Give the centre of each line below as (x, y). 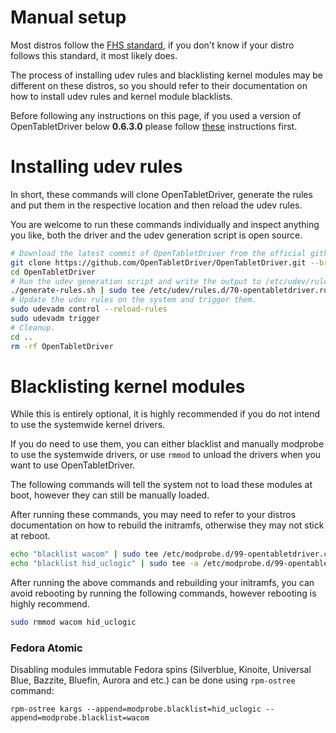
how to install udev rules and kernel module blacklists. (121, 96)
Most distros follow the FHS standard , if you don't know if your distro (152, 45)
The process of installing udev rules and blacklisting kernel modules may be (167, 75)
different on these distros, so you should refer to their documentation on (159, 85)
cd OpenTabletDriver (53, 272)
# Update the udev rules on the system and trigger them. (133, 300)
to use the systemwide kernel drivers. (88, 425)
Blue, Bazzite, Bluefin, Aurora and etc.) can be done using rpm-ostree (153, 680)
